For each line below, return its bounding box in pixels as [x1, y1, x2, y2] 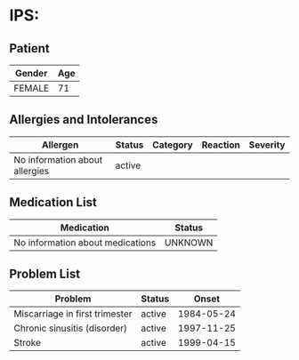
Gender [14, 68, 48, 79]
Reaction [201, 139, 240, 151]
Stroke [13, 337, 42, 349]
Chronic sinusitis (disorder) [13, 322, 127, 334]
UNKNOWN [164, 236, 214, 249]
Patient [9, 41, 51, 56]
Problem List [9, 267, 81, 282]
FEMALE [13, 82, 50, 94]
